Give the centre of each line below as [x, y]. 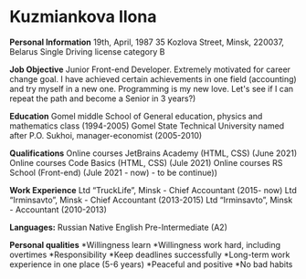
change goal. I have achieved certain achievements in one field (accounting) [153, 78]
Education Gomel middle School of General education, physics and [136, 116]
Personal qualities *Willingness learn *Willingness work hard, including [145, 244]
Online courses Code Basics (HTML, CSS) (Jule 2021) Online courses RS [146, 162]
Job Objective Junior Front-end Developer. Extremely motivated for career [150, 69]
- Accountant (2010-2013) [58, 209]
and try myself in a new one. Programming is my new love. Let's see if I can [152, 88]
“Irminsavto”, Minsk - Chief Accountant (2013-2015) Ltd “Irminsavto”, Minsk [151, 200]
